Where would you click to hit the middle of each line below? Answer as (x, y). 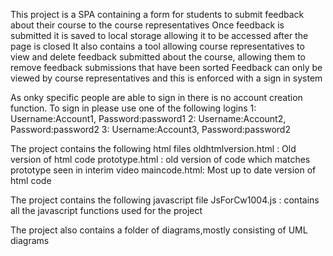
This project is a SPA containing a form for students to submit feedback (157, 14)
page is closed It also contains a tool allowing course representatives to (157, 46)
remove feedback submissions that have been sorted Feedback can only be (166, 67)
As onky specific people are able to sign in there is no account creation (156, 97)
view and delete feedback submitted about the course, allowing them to (158, 57)
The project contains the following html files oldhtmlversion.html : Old (153, 148)
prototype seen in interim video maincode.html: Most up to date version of (163, 170)
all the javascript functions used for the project (106, 210)
